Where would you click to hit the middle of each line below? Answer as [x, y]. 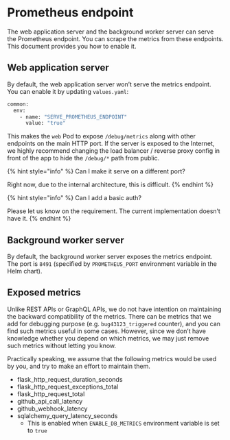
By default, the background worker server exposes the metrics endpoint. [110, 257]
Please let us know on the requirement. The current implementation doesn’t [114, 211]
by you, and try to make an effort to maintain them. [79, 366]
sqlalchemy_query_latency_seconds [67, 415]
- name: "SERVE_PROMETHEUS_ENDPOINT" [73, 117]
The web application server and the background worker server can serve [111, 32]
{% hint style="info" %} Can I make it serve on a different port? [96, 171]
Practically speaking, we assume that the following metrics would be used [112, 358]
